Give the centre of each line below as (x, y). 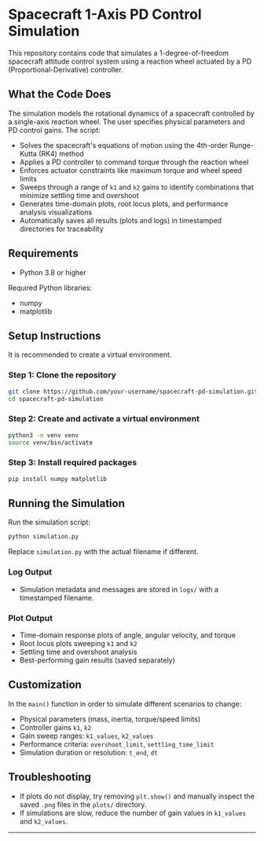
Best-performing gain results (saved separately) (97, 660)
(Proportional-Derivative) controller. (66, 69)
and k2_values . (44, 821)
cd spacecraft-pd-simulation (56, 398)
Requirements (43, 253)
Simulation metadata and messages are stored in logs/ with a (119, 589)
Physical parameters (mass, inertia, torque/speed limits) (110, 719)
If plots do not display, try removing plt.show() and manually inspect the (137, 796)
